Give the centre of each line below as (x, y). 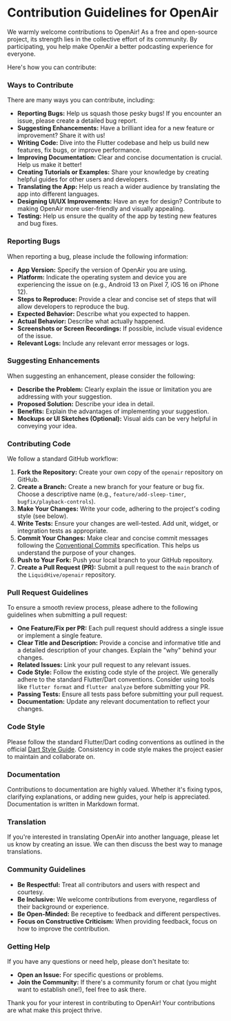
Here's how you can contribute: (52, 67)
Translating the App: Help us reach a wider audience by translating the (119, 187)
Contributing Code (39, 444)
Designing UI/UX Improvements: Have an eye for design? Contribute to (119, 201)
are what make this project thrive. (54, 1010)
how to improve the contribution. (63, 929)
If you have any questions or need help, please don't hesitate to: (98, 961)
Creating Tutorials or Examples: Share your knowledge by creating (113, 172)
